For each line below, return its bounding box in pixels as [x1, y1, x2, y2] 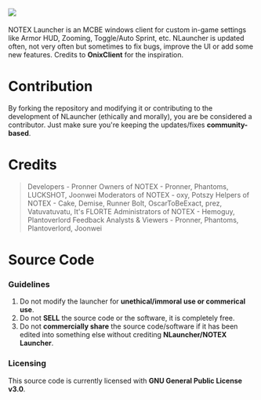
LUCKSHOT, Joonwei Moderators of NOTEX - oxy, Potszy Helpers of [27, 190, 250, 199]
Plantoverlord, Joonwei [27, 224, 103, 233]
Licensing [8, 358, 47, 369]
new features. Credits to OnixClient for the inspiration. [8, 49, 184, 59]
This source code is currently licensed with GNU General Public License [8, 376, 243, 385]
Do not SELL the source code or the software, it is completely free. [19, 314, 235, 323]
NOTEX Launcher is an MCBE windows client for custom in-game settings [8, 24, 247, 35]
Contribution [8, 78, 93, 96]
